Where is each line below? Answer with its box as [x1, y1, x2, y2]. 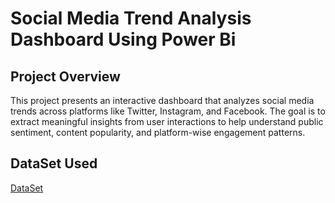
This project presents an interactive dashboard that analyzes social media [10, 95, 315, 106]
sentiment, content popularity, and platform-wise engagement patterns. [10, 127, 306, 138]
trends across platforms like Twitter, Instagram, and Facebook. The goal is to [10, 105, 326, 117]
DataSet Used [10, 155, 98, 172]
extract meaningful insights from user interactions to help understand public [10, 116, 324, 127]
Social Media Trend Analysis [10, 7, 252, 30]
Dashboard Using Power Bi [10, 28, 237, 51]
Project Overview [10, 68, 121, 85]
